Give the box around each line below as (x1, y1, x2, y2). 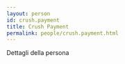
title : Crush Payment (6, 23, 69, 30)
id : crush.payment (6, 17, 60, 24)
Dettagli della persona (6, 49, 69, 57)
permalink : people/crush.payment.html (6, 29, 119, 37)
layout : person (6, 10, 51, 17)
